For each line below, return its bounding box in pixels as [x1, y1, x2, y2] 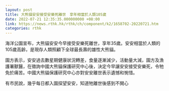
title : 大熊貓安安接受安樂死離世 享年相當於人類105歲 [5, 12, 107, 17]
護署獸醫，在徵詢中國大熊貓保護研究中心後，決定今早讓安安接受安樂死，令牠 [5, 63, 164, 69]
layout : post [5, 7, 33, 12]
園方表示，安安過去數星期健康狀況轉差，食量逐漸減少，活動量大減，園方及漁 [5, 57, 164, 63]
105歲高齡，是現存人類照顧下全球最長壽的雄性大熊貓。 [5, 46, 118, 52]
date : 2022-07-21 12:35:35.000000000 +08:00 [5, 16, 100, 21]
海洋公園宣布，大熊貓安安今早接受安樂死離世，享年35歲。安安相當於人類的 [5, 40, 160, 46]
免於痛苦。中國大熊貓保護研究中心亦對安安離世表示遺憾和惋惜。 [5, 69, 137, 75]
